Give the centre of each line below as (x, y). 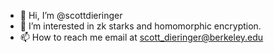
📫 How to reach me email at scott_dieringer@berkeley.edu (141, 37)
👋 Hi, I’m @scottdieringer (71, 15)
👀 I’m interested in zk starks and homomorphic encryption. (140, 26)
